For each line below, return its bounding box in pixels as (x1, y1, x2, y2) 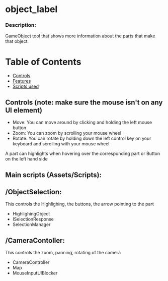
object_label (5, 4, 58, 15)
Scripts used (12, 83, 39, 89)
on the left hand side (5, 156, 48, 162)
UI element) (5, 106, 43, 115)
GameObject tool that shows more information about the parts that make (5, 33, 155, 39)
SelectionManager (12, 221, 51, 228)
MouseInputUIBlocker (12, 270, 58, 276)
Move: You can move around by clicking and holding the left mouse (12, 120, 152, 126)
